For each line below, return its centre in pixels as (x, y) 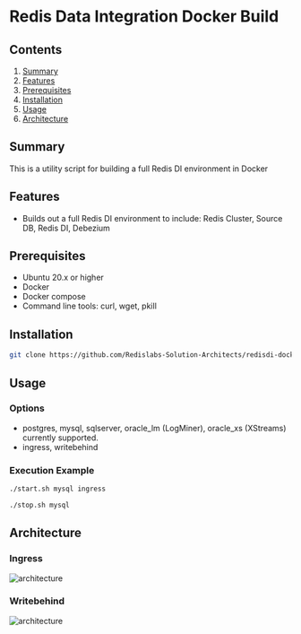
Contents (36, 50)
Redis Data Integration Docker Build (144, 17)
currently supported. (60, 438)
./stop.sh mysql (39, 505)
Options (27, 408)
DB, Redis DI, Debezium (66, 228)
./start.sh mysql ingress (57, 489)
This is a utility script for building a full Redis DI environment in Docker (139, 169)
